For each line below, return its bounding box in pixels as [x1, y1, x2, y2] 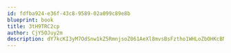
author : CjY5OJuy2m [7, 29, 63, 36]
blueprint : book [7, 17, 54, 23]
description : [7, 36, 45, 43]
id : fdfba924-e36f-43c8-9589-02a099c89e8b [7, 10, 131, 17]
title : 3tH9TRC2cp [7, 23, 60, 30]
